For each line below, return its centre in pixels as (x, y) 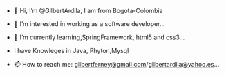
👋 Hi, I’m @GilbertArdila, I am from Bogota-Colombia (88, 11)
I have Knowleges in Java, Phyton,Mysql (71, 51)
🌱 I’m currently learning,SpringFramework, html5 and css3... (99, 37)
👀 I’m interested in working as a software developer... (89, 24)
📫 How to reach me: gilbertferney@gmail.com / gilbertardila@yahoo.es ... (116, 64)
